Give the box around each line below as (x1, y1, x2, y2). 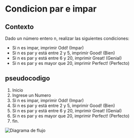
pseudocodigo (5, 74, 50, 83)
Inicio (12, 87, 23, 93)
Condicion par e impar (5, 3, 97, 15)
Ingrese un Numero (12, 92, 51, 98)
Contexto (5, 23, 34, 31)
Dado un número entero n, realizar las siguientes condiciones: (5, 35, 130, 41)
